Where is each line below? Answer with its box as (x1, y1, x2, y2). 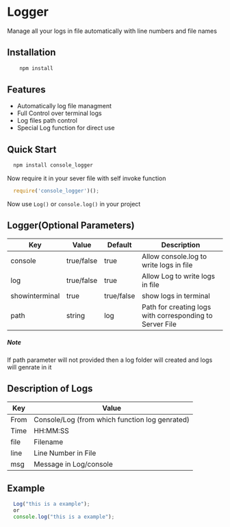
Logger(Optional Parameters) (7, 220, 135, 232)
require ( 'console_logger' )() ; (13, 188, 99, 195)
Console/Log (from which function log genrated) (34, 415, 190, 424)
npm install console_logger (13, 162, 94, 169)
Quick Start (7, 143, 57, 155)
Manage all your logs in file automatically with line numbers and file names (7, 27, 218, 35)
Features (7, 84, 46, 96)
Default (107, 240, 132, 249)
